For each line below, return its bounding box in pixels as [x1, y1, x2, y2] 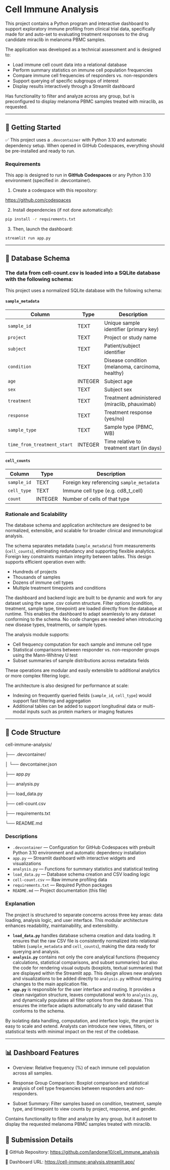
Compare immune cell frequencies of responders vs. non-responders [12, 72, 158, 78]
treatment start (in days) [104, 444, 162, 451]
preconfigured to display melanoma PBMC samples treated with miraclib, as [5, 98, 163, 105]
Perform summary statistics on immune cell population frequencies [12, 67, 153, 73]
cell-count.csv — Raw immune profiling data [12, 877, 107, 883]
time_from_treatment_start [8, 441, 73, 448]
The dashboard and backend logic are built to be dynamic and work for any [5, 595, 162, 601]
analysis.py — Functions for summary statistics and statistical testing [12, 866, 158, 872]
